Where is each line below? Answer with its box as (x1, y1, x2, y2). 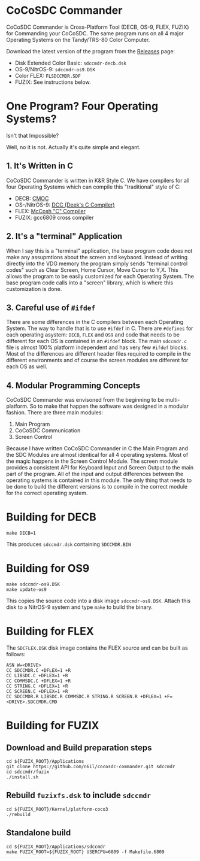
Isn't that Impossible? (6, 132, 59, 139)
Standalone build (6, 827, 71, 838)
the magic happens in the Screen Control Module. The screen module (6, 457, 178, 465)
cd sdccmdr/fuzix (6, 769, 50, 775)
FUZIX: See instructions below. (14, 78, 91, 86)
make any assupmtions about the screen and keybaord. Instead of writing (6, 253, 188, 260)
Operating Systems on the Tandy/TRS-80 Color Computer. (6, 36, 150, 43)
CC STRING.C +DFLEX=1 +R (6, 683, 68, 689)
